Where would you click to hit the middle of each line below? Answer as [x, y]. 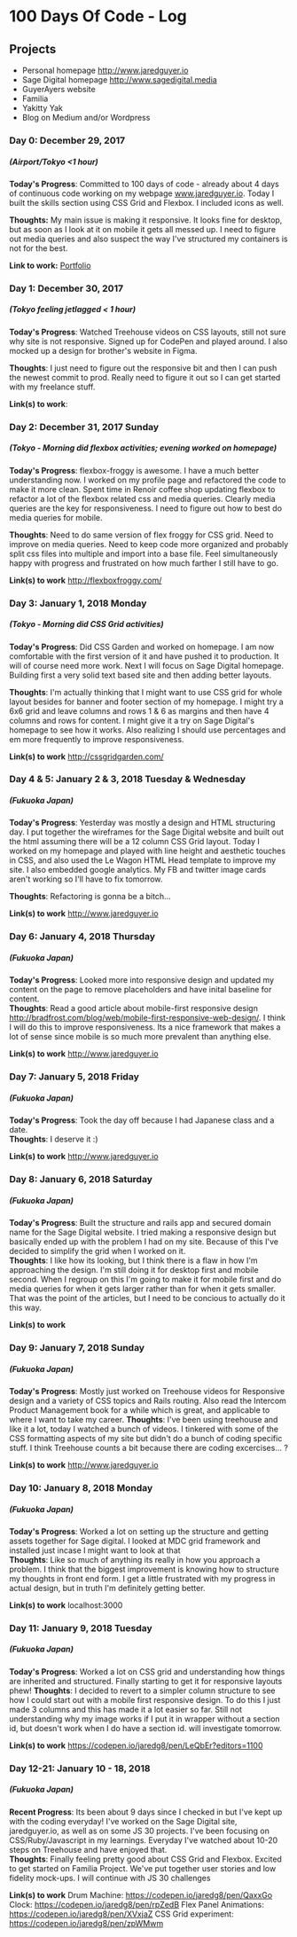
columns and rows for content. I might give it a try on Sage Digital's [132, 720]
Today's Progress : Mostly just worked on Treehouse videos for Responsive [147, 1392]
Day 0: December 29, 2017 [67, 140]
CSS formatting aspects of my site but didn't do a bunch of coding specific [146, 1439]
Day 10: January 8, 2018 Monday [81, 1487]
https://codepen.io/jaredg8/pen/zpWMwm [86, 1923]
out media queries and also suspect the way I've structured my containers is [148, 239]
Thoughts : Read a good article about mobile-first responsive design [134, 1008]
